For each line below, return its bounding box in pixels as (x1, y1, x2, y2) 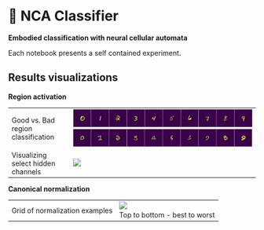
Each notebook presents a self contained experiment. (8, 48, 181, 57)
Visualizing (11, 150, 47, 159)
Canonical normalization (8, 184, 90, 194)
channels (11, 166, 42, 176)
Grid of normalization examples (11, 206, 113, 215)
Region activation (8, 92, 67, 101)
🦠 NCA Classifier (8, 7, 119, 25)
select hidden (11, 159, 56, 168)
